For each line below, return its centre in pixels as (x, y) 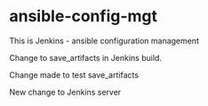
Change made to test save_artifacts (74, 75)
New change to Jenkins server (65, 92)
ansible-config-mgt (84, 16)
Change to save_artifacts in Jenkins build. (86, 57)
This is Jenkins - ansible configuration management (104, 41)
